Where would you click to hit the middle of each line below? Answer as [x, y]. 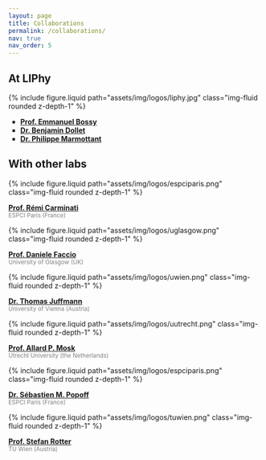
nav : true [25, 38]
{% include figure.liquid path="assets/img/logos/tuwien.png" [109, 417]
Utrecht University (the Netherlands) [59, 355]
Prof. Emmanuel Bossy [59, 121]
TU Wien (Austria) [33, 449]
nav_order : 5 [30, 46]
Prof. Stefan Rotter [40, 441]
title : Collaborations [46, 23]
